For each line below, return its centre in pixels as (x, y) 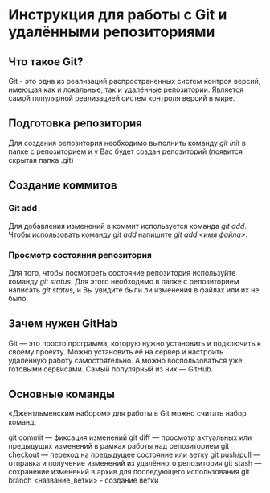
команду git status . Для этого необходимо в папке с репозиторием (124, 281)
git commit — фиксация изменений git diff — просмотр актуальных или (130, 437)
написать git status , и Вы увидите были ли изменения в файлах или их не (134, 290)
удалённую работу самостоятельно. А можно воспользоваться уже (125, 360)
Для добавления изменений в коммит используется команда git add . (128, 226)
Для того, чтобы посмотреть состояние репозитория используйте (122, 272)
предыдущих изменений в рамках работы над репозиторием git (119, 446)
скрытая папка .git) (41, 159)
